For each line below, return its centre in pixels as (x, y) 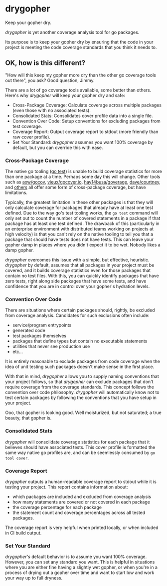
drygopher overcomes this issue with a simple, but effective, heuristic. (77, 260)
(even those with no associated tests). (51, 110)
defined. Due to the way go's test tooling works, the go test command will (82, 213)
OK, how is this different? (45, 63)
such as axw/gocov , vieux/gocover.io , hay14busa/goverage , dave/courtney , (83, 182)
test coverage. (27, 126)
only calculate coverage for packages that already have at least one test (79, 207)
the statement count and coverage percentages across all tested (79, 512)
